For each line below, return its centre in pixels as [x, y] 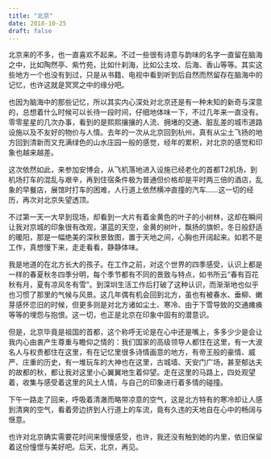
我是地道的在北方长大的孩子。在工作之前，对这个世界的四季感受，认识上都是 [135, 265]
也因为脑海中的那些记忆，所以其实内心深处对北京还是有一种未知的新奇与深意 [135, 102]
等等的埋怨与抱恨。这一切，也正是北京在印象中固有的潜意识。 [111, 315]
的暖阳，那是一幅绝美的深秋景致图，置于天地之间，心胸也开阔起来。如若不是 [135, 237]
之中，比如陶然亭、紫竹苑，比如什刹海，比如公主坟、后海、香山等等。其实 [132, 65]
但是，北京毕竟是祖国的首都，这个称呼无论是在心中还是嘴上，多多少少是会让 [135, 332]
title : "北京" [31, 16]
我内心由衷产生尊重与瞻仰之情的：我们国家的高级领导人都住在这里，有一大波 [135, 342]
